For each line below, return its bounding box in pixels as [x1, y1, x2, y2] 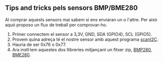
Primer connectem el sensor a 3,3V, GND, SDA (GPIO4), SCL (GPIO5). [12, 31, 152, 37]
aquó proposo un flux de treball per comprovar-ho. [5, 22, 107, 28]
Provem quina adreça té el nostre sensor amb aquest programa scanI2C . [12, 36, 159, 42]
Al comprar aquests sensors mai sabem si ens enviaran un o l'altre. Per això [5, 16, 158, 22]
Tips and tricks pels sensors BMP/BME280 [5, 4, 138, 12]
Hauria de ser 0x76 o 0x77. [12, 41, 67, 47]
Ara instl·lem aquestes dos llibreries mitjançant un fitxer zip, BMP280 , [12, 46, 152, 52]
